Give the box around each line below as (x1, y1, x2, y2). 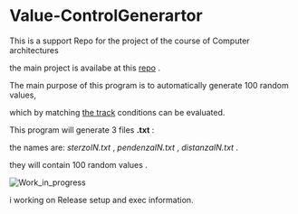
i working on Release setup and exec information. (9, 194, 194, 205)
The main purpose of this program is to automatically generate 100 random (9, 79, 289, 90)
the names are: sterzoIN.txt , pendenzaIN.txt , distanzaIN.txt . (9, 142, 238, 153)
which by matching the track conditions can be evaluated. (9, 107, 226, 117)
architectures (9, 44, 59, 55)
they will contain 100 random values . (9, 159, 148, 170)
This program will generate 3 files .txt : (9, 124, 155, 135)
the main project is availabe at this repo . (9, 62, 161, 73)
